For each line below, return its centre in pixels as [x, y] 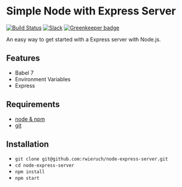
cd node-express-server [45, 166]
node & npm [30, 119]
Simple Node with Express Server [91, 11]
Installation [28, 144]
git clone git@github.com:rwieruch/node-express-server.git [91, 159]
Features [23, 58]
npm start [27, 179]
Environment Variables [43, 79]
